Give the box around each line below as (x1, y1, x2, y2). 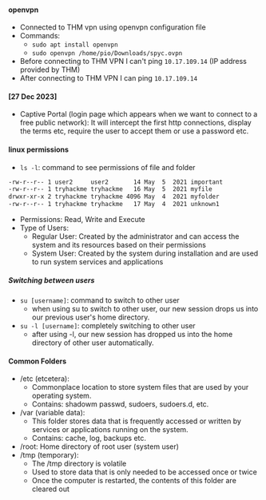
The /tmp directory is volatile (31, 458, 127, 469)
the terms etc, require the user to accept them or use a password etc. (19, 126, 249, 136)
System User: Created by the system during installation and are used (31, 248, 259, 258)
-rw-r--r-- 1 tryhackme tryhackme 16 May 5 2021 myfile (8, 185, 213, 193)
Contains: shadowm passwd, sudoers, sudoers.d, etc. (31, 399, 209, 409)
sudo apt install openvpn (31, 41, 118, 50)
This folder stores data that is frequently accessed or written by (31, 416, 242, 426)
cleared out (31, 484, 70, 494)
